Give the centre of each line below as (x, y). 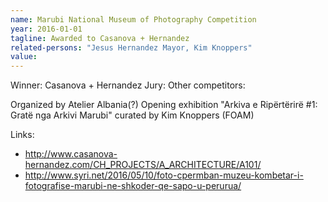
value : (24, 57)
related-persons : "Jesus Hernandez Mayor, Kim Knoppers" (131, 47)
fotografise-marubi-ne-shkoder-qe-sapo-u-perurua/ (133, 186)
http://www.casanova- (71, 154)
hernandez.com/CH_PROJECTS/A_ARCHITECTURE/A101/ (143, 165)
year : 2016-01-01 (46, 29)
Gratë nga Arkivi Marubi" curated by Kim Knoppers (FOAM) (132, 115)
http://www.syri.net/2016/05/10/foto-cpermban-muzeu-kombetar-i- (164, 175)
